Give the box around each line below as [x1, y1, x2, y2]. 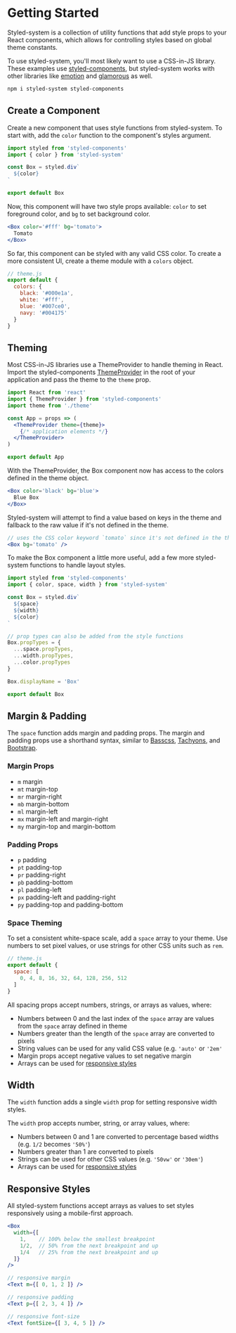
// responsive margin [7, 1275, 71, 1282]
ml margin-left [17, 807, 58, 816]
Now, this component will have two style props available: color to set [7, 202, 207, 210]
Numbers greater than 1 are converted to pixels [17, 1147, 155, 1156]
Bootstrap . [7, 744, 38, 752]
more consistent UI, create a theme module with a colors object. [7, 257, 194, 265]
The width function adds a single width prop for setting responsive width [7, 1098, 218, 1107]
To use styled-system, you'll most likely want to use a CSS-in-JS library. [7, 56, 216, 65]
